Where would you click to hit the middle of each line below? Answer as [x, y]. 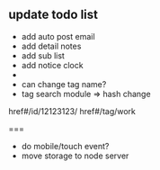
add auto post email [58, 36]
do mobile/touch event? [65, 146]
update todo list [53, 15]
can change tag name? [64, 84]
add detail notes [51, 46]
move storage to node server [75, 156]
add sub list [43, 55]
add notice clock [52, 65]
